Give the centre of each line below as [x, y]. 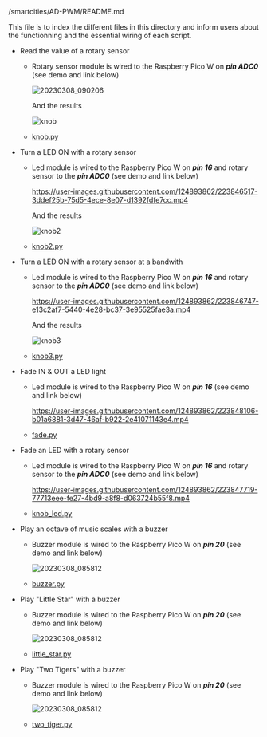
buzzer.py [48, 584]
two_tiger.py [52, 724]
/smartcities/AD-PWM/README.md [66, 12]
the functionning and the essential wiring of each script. [100, 35]
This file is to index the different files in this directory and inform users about [133, 27]
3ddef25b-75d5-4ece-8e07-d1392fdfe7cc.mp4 [110, 200]
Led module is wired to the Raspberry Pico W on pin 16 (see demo [140, 387]
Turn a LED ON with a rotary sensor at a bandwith [101, 262]
